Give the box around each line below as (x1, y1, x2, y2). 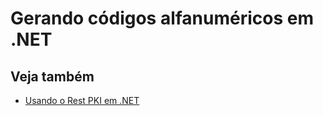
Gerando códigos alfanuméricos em (10, 7, 315, 30)
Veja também (10, 68, 95, 85)
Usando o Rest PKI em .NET (24, 95, 140, 106)
